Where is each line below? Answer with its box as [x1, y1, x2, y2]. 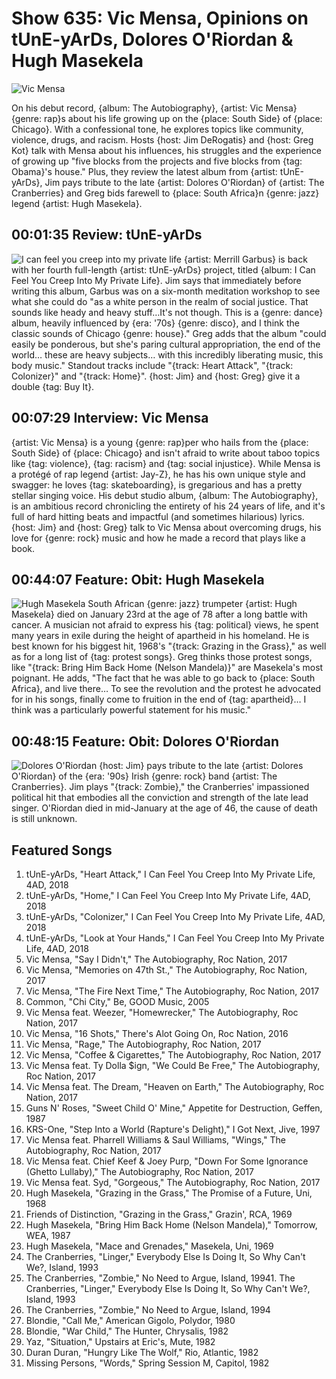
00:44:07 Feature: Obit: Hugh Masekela [11, 571, 265, 588]
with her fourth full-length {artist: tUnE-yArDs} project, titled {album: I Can [11, 263, 316, 276]
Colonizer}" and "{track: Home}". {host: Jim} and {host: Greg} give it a [11, 370, 301, 382]
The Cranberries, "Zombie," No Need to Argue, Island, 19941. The [25, 1272, 296, 1284]
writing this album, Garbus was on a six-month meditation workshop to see [11, 285, 321, 297]
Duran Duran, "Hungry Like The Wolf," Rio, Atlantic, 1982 [25, 1347, 259, 1358]
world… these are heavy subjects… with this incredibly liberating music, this [11, 348, 324, 361]
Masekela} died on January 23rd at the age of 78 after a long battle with [11, 608, 308, 621]
